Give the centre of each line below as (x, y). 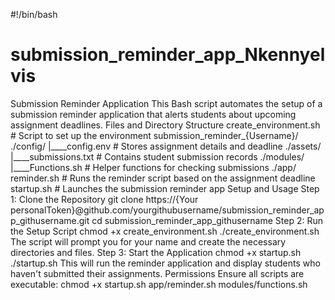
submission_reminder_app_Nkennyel (168, 55)
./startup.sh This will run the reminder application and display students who (165, 263)
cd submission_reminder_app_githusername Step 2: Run (207, 220)
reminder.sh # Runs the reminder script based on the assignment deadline (163, 178)
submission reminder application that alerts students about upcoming (153, 114)
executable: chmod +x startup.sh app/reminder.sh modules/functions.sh (159, 284)
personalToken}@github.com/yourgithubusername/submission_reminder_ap (167, 210)
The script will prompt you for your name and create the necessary (148, 241)
